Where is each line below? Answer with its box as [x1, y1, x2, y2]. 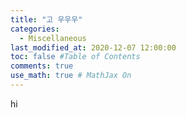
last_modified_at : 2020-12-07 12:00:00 [10, 42, 177, 53]
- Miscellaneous [19, 33, 87, 43]
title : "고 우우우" [10, 14, 83, 25]
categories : [10, 24, 60, 34]
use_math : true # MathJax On [10, 71, 132, 81]
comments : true [10, 61, 74, 71]
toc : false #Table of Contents [10, 52, 141, 62]
